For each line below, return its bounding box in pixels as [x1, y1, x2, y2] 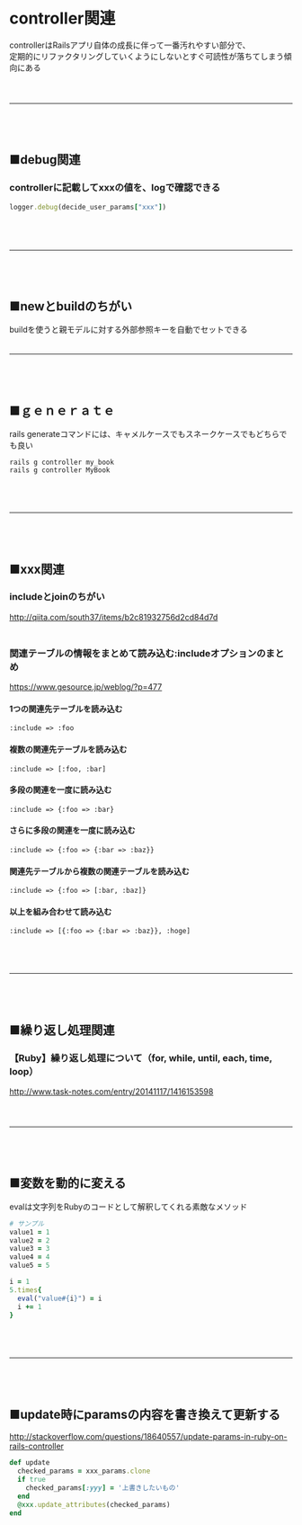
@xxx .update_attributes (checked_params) [17, 1500, 171, 1509]
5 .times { [9, 1285, 42, 1295]
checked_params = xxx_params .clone [17, 1467, 151, 1476]
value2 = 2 [9, 1235, 50, 1245]
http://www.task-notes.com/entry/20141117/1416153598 [9, 1086, 214, 1097]
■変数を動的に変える [9, 1175, 127, 1191]
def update [9, 1458, 50, 1467]
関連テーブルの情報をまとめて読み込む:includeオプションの [9, 647, 267, 659]
